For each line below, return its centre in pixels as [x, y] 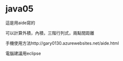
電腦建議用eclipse [23, 53]
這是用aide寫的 [20, 23]
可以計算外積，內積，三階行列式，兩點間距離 [50, 33]
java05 [20, 9]
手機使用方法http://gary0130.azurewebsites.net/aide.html [62, 43]
